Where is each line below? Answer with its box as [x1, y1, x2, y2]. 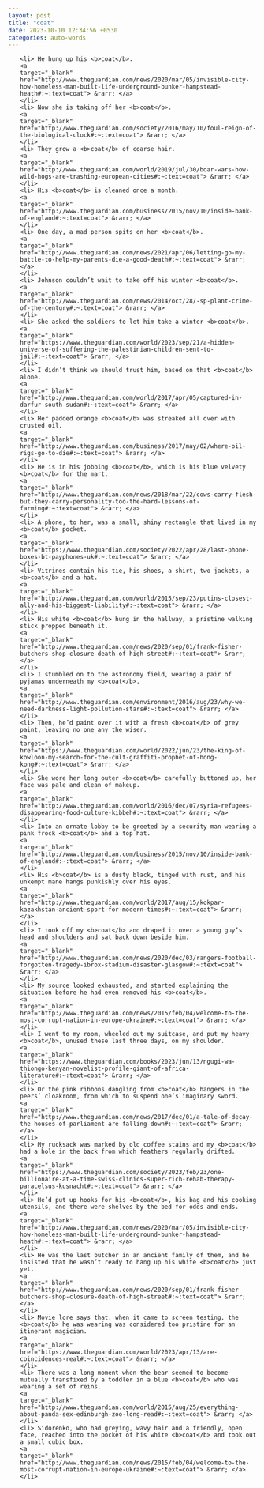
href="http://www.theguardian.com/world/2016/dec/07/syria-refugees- [19, 802, 254, 810]
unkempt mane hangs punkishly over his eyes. [19, 878, 172, 886]
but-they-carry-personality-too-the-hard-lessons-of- [19, 498, 200, 506]
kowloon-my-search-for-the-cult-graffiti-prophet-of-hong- [19, 754, 218, 762]
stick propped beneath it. [19, 622, 109, 631]
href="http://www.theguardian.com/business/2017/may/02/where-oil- [19, 443, 246, 450]
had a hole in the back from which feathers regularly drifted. [19, 1147, 236, 1156]
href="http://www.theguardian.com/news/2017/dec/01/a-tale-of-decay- [19, 1113, 254, 1121]
